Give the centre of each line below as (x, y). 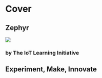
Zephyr (17, 28)
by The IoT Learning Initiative (42, 53)
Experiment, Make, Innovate (51, 69)
